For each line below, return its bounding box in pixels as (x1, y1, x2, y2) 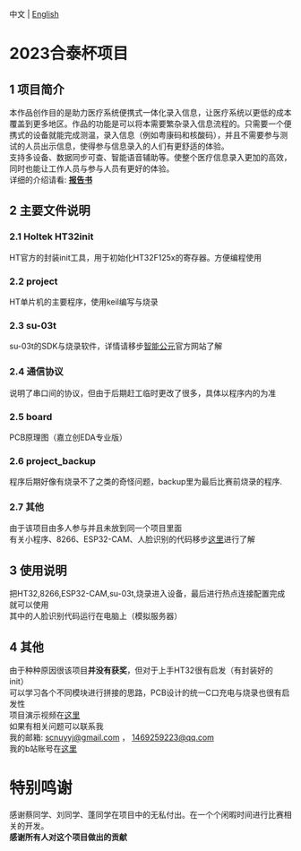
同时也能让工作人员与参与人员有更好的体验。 (9, 163, 175, 174)
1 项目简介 (9, 82, 65, 97)
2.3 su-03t (9, 319, 56, 331)
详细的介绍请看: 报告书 (9, 175, 92, 185)
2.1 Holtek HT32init (9, 230, 94, 243)
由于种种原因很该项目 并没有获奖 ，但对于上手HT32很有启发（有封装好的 (9, 665, 273, 675)
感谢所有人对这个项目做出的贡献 (9, 832, 127, 843)
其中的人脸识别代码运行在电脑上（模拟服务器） (9, 611, 182, 622)
